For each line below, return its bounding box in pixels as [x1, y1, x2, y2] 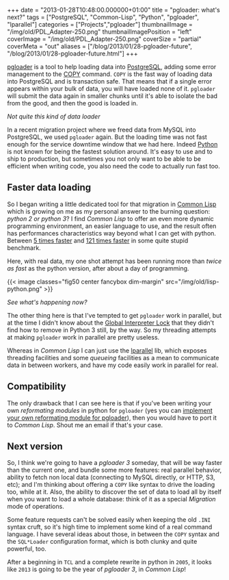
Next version [7, 441, 63, 453]
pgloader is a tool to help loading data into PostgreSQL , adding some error [7, 63, 217, 71]
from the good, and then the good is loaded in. [7, 99, 138, 107]
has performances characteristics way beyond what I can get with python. [7, 229, 217, 237]
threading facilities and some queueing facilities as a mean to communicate [7, 353, 219, 362]
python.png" [7, 284, 42, 293]
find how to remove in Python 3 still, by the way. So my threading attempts [7, 325, 217, 334]
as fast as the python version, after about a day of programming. [7, 264, 189, 273]
